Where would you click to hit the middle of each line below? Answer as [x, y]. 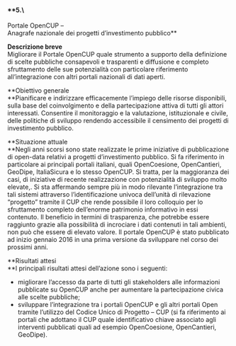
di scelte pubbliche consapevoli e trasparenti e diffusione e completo [108, 62]
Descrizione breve [35, 47]
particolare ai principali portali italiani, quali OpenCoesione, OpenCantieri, [114, 165]
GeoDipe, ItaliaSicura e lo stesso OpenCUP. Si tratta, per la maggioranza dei [118, 172]
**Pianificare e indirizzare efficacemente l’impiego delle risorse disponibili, [117, 98]
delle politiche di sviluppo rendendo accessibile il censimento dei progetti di [118, 121]
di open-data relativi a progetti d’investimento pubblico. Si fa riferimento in [116, 157]
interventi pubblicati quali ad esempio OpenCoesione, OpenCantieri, [117, 327]
